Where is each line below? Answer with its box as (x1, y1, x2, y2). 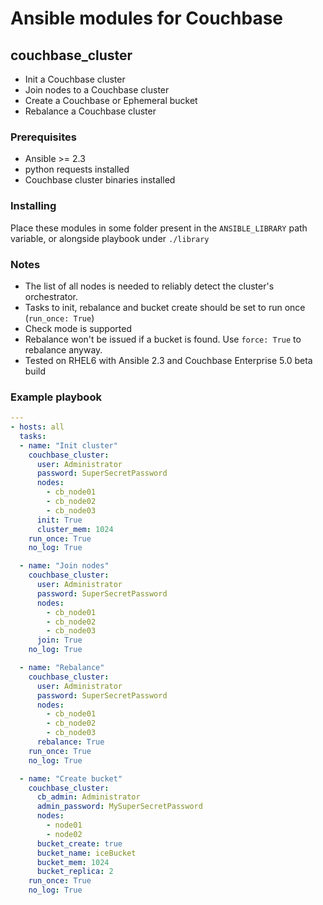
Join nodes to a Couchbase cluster (24, 84, 170, 96)
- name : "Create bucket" (19, 773, 123, 784)
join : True (36, 635, 83, 646)
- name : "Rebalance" (19, 663, 105, 673)
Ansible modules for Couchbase (10, 7, 284, 30)
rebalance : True (36, 737, 105, 747)
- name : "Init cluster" (19, 440, 118, 451)
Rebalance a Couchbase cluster (24, 105, 157, 117)
